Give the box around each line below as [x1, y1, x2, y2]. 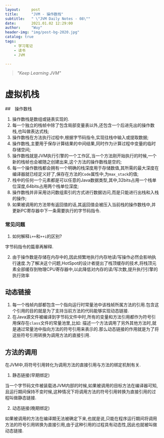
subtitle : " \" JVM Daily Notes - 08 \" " [5, 16, 91, 21]
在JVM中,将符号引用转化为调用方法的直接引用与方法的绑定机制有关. [5, 362, 141, 368]
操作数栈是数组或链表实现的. [12, 116, 69, 122]
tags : [5, 39, 16, 44]
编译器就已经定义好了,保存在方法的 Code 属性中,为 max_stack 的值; [12, 171, 139, 177]
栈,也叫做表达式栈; [12, 128, 50, 134]
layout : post [5, 7, 41, 12]
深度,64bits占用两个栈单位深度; [16, 184, 79, 189]
